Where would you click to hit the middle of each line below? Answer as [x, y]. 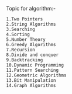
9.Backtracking [25, 60]
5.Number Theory [26, 40]
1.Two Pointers [25, 19]
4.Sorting [18, 34]
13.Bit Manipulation [31, 81]
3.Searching [20, 29]
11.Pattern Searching [32, 70]
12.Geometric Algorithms [36, 75]
